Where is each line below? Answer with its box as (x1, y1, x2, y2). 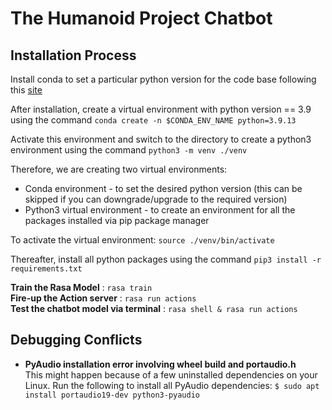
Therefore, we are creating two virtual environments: (10, 163, 228, 175)
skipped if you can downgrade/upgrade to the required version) (24, 193, 288, 205)
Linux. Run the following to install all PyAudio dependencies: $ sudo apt (24, 379, 320, 391)
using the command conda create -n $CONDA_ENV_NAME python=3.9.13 (10, 114, 297, 126)
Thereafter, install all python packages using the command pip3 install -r (10, 253, 322, 265)
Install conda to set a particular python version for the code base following (10, 73, 317, 85)
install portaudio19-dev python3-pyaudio (24, 390, 200, 400)
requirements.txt (10, 264, 83, 274)
